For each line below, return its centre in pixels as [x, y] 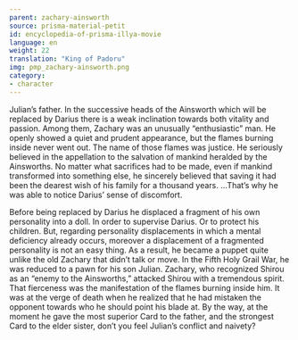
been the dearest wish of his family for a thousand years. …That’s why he [144, 185]
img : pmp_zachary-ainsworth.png [69, 68]
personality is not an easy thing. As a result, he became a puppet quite [139, 250]
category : [28, 76]
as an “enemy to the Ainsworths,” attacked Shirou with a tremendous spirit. [147, 278]
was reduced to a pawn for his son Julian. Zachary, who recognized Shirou [147, 269]
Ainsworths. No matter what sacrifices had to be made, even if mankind [141, 166]
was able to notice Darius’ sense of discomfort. [96, 195]
